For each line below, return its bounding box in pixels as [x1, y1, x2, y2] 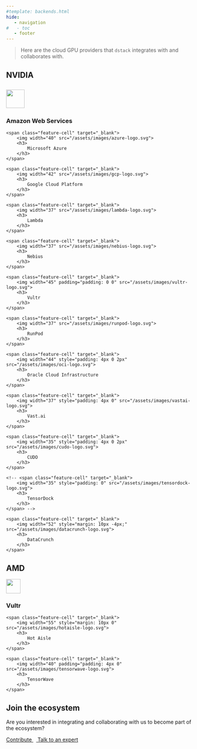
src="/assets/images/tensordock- [108, 480, 191, 486]
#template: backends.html [6, 8, 69, 15]
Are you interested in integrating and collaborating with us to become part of [6, 718, 192, 725]
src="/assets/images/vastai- [119, 398, 191, 404]
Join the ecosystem [6, 703, 81, 713]
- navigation [14, 19, 46, 25]
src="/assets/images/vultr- [119, 279, 188, 285]
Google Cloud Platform [27, 182, 83, 188]
